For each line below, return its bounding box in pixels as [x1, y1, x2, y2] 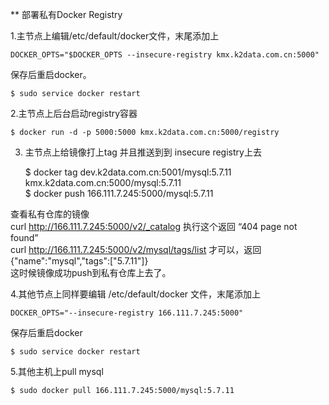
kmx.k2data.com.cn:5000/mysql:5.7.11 [24, 177, 182, 188]
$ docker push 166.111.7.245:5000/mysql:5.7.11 [24, 188, 214, 199]
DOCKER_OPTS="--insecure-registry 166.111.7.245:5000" [10, 308, 244, 318]
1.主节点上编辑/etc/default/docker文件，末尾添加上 [10, 30, 220, 42]
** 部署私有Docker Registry [10, 9, 123, 20]
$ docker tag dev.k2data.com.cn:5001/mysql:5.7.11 [24, 166, 232, 178]
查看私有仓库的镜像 [10, 208, 90, 220]
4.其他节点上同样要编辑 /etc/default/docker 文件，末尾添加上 [10, 288, 261, 300]
